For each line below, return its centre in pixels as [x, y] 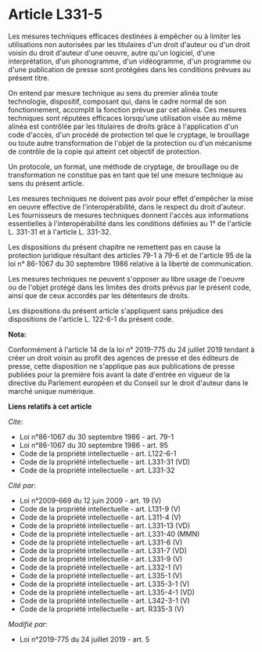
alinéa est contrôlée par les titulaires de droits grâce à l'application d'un [123, 126]
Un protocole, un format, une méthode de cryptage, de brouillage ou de [124, 166]
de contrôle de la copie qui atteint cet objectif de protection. [105, 151]
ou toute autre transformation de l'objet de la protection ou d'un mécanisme [130, 143]
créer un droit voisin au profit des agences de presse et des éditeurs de [124, 358]
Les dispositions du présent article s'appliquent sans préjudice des [116, 311]
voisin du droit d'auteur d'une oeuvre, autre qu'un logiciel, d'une [111, 53]
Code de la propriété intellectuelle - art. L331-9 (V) [101, 559]
